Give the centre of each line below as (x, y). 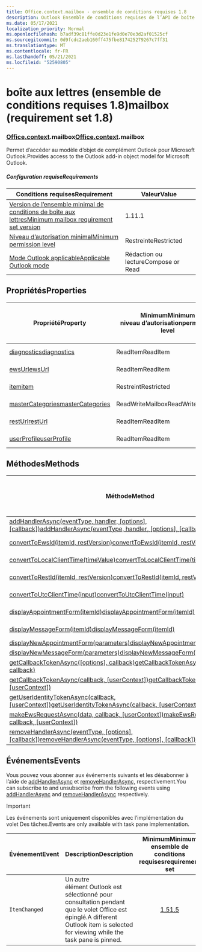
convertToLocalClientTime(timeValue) (63, 560)
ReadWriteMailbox (142, 404)
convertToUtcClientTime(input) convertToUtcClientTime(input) (97, 594)
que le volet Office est (96, 910)
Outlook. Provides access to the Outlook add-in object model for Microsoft (98, 156)
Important (18, 806)
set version (25, 227)
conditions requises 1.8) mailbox (88, 105)
